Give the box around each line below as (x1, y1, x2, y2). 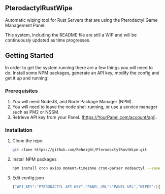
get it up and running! (5, 75, 49, 81)
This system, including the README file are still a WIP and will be (5, 32, 137, 38)
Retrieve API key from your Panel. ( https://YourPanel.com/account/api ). (12, 114, 157, 120)
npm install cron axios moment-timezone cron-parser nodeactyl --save (12, 166, 161, 171)
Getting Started (5, 51, 54, 60)
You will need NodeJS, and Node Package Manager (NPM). (12, 98, 133, 104)
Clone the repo (12, 138, 43, 144)
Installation (5, 126, 33, 133)
